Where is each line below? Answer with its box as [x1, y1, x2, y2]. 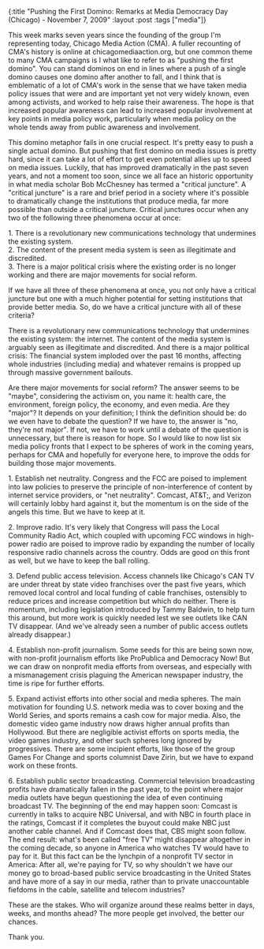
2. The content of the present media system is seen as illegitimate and [8, 245, 236, 255]
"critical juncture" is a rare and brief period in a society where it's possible [8, 188, 250, 197]
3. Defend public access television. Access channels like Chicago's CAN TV [8, 571, 255, 580]
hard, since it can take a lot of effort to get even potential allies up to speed [8, 154, 252, 164]
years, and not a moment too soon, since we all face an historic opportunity [8, 171, 254, 180]
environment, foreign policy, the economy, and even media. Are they [8, 400, 230, 409]
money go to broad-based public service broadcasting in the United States [8, 869, 251, 877]
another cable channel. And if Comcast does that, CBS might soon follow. [8, 827, 247, 835]
